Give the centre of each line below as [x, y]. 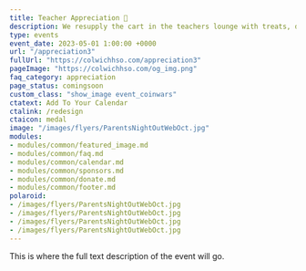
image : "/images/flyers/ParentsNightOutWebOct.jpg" [109, 129]
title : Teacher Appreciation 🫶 [69, 18]
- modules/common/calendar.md [67, 162]
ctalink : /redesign [46, 111]
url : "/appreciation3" [52, 52]
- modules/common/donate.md [63, 179]
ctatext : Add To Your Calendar [69, 103]
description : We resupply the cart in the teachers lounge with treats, [150, 26]
